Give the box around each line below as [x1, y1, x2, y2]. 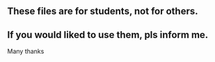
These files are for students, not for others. [7, 6, 198, 17]
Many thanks [7, 48, 45, 56]
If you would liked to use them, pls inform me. [7, 29, 209, 41]
